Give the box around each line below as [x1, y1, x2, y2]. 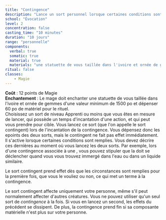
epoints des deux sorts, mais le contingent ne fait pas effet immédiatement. [5, 132, 159, 138]
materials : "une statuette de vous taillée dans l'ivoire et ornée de [9, 62, 158, 67]
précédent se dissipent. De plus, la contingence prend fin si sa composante [5, 204, 159, 210]
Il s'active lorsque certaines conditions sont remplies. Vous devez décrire [5, 137, 154, 143]
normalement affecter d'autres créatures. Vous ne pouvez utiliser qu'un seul [5, 193, 161, 199]
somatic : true [9, 53, 39, 58]
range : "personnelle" [5, 40, 50, 45]
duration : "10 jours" [5, 35, 50, 40]
